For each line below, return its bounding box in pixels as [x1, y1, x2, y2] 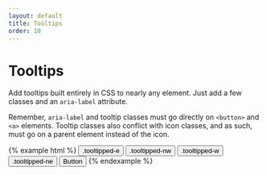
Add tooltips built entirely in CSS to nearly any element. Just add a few [8, 88, 243, 98]
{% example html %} [8, 146, 77, 156]
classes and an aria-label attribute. [8, 97, 129, 106]
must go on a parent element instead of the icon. [8, 130, 170, 140]
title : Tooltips [8, 19, 63, 27]
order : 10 [8, 27, 42, 35]
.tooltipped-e [82, 147, 120, 156]
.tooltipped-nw [129, 147, 171, 156]
